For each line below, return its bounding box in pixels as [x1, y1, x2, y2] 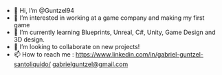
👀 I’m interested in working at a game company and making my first [13, 14, 205, 22]
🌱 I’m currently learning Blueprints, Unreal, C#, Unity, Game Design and [13, 28, 216, 36]
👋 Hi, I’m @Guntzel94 [13, 7, 74, 14]
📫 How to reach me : [13, 50, 74, 58]
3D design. [13, 35, 45, 44]
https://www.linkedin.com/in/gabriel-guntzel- [75, 50, 204, 58]
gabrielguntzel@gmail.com [52, 60, 129, 68]
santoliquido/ [13, 60, 52, 68]
